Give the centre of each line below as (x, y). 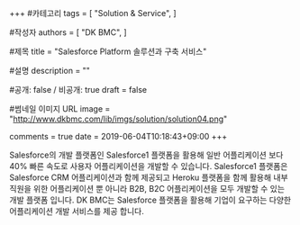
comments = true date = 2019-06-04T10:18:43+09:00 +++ (118, 136)
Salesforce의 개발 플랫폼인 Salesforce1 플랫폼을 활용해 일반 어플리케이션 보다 (146, 155)
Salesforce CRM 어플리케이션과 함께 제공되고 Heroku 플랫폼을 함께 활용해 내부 (149, 177)
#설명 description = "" (50, 71)
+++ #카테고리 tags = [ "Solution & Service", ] (93, 13)
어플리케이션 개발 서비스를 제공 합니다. (77, 211)
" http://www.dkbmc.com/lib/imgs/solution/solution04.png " (118, 119)
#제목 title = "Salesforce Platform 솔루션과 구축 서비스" (108, 51)
